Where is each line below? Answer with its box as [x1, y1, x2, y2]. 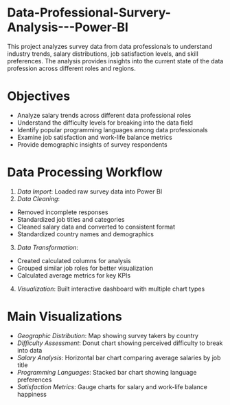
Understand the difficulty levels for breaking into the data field [16, 118, 194, 127]
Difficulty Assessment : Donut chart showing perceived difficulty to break [16, 339, 223, 347]
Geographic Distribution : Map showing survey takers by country [16, 331, 199, 340]
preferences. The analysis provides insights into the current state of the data [7, 56, 224, 65]
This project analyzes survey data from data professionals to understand [7, 42, 213, 50]
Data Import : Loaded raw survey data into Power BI [16, 187, 163, 196]
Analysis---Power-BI [7, 19, 129, 35]
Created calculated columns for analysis [16, 256, 132, 264]
